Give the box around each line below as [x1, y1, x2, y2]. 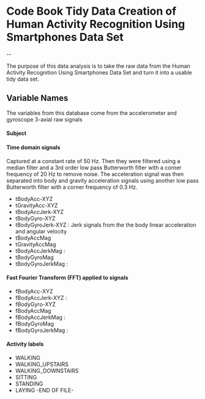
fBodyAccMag [15, 307, 51, 314]
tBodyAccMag [15, 234, 51, 241]
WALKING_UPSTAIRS [15, 361, 69, 368]
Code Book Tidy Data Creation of [6, 4, 177, 18]
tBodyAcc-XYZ [15, 195, 53, 202]
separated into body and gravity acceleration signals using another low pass [6, 177, 199, 184]
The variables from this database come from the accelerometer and [6, 109, 177, 117]
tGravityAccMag [15, 240, 56, 248]
